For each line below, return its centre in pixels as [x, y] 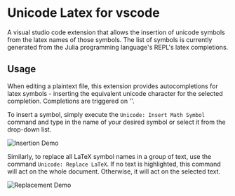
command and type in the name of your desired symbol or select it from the [116, 122]
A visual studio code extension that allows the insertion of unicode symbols [116, 32]
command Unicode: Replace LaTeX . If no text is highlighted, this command [114, 164]
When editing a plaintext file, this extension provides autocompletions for [113, 86]
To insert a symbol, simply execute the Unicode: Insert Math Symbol [106, 114]
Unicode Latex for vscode [83, 13]
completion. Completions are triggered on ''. [71, 101]
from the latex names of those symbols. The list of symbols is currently [110, 39]
